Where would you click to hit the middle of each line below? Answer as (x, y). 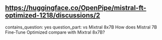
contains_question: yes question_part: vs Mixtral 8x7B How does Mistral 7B (81, 27)
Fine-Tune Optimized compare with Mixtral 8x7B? (55, 32)
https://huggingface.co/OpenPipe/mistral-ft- (76, 8)
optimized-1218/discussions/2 (53, 16)
